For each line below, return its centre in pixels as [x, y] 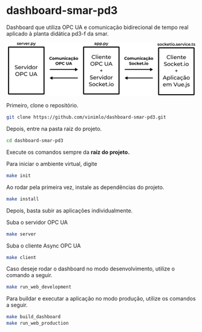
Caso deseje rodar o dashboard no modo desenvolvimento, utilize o [91, 269]
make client [21, 257]
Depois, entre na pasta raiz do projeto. [54, 129]
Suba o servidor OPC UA [37, 222]
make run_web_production [37, 324]
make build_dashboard [34, 317]
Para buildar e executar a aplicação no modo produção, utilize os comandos [101, 299]
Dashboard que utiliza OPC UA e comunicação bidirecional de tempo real [97, 27]
